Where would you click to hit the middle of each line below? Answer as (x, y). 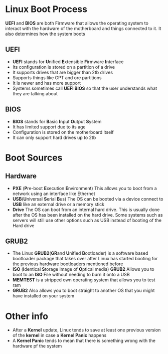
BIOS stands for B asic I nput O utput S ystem (57, 121)
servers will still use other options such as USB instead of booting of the (87, 220)
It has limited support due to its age (49, 127)
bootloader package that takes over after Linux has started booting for (85, 259)
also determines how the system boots (45, 34)
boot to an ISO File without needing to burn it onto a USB (71, 275)
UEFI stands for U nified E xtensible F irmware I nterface (68, 62)
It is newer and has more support (47, 83)
